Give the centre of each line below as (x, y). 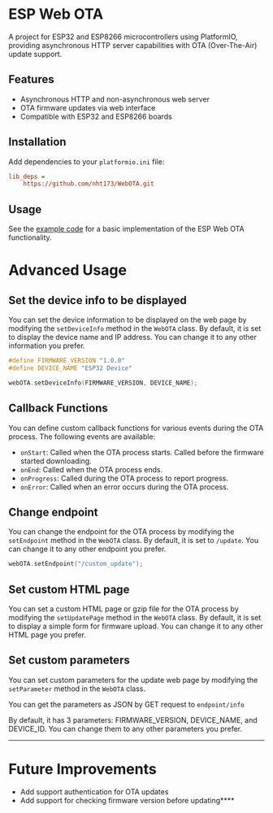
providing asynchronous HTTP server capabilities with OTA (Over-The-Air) (133, 45)
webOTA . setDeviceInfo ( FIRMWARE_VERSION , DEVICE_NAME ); (103, 383)
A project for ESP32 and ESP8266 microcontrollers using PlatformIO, (123, 37)
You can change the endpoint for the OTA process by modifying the (121, 532)
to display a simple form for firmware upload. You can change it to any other (136, 626)
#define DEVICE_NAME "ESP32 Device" (70, 368)
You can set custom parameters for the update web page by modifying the (133, 680)
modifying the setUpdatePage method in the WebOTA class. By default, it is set (135, 618)
